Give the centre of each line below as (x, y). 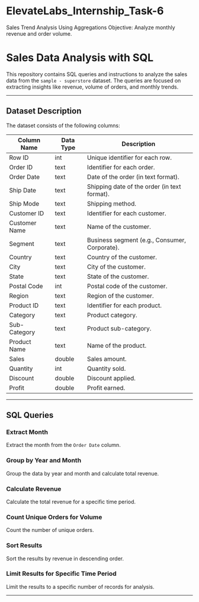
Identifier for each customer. (127, 213)
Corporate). (103, 247)
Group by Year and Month (44, 461)
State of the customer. (118, 276)
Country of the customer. (122, 257)
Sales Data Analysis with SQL (80, 58)
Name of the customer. (119, 226)
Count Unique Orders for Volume (54, 517)
